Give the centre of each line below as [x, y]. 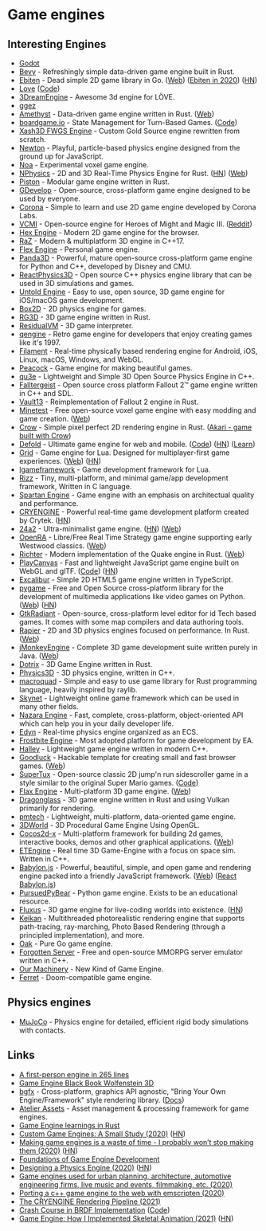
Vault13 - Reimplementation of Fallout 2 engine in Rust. [109, 402]
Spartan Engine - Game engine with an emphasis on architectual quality [137, 495]
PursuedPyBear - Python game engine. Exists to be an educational [128, 893]
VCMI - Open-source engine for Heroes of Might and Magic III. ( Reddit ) [135, 224]
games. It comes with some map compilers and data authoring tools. [131, 622]
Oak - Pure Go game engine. [66, 943]
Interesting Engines [57, 44]
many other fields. [49, 706]
